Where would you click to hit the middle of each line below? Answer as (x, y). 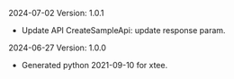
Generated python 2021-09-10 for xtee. (94, 65)
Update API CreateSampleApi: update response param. (123, 30)
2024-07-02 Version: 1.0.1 (56, 13)
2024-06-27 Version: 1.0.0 (58, 48)
